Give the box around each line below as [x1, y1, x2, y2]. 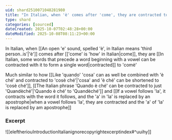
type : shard [5, 17, 31, 22]
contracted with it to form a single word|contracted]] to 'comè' [5, 62, 137, 68]
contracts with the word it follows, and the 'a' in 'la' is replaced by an [5, 93, 150, 99]
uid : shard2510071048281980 [5, 7, 66, 13]
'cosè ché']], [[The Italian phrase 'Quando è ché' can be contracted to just [5, 83, 162, 89]
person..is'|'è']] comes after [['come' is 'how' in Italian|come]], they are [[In [5, 51, 164, 57]
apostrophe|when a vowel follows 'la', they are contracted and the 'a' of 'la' [5, 99, 164, 105]
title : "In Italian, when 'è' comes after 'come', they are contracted [5, 12, 161, 17]
